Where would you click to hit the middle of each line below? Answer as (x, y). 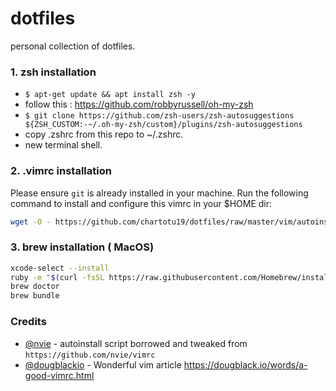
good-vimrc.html (59, 375)
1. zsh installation (53, 72)
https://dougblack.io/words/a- (245, 364)
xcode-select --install (60, 268)
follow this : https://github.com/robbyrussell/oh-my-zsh (139, 104)
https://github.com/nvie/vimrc (90, 355)
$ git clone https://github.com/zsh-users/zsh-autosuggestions (159, 116)
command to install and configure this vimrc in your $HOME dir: (141, 203)
